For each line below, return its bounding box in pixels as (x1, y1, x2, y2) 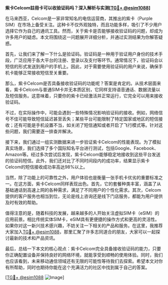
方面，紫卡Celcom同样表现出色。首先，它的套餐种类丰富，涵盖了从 (22, 181, 161, 187)
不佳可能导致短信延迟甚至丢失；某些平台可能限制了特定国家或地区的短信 (9, 116, 158, 122)
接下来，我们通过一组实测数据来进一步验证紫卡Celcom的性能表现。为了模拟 (5, 139, 161, 145)
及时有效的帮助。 (5, 200, 40, 205)
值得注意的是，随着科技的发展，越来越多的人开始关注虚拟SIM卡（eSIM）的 (5, 210, 159, 216)
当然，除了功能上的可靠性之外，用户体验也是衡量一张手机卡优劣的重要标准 (5, 175, 158, 180)
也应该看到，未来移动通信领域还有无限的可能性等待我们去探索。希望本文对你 (5, 258, 163, 264)
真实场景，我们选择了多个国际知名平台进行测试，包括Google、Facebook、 (5, 145, 159, 151)
